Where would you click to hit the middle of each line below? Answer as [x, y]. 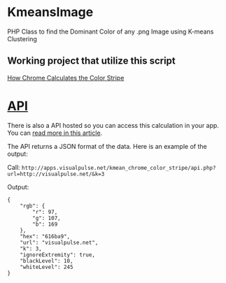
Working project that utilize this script [92, 61]
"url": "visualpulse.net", [59, 242]
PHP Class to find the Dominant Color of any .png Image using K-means [111, 31]
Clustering [22, 38]
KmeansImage [50, 12]
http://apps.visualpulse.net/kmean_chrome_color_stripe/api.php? [119, 168]
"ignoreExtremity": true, [58, 255]
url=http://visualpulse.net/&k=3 [56, 174]
